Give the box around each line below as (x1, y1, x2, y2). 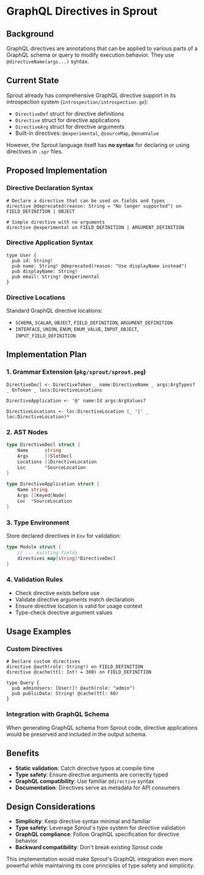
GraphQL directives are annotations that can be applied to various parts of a (6, 45, 198, 52)
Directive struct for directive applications (15, 116, 120, 123)
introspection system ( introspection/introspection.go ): (6, 98, 148, 105)
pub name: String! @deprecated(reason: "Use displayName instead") (12, 263, 188, 269)
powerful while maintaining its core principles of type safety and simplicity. (6, 862, 195, 870)
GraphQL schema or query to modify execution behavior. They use (6, 51, 174, 59)
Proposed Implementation (6, 165, 107, 176)
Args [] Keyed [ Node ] (17, 493, 67, 499)
